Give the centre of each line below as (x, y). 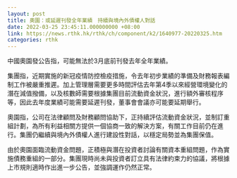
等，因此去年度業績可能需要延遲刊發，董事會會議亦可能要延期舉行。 (106, 102)
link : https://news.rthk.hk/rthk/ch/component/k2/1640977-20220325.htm (115, 33)
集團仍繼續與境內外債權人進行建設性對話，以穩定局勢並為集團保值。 (118, 135)
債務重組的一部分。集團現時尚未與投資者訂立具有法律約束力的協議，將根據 (121, 158)
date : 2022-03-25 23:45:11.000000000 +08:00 (74, 27)
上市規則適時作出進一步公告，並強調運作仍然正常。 (81, 167)
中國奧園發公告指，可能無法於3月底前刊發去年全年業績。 (90, 61)
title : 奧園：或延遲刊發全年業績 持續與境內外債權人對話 (81, 20)
